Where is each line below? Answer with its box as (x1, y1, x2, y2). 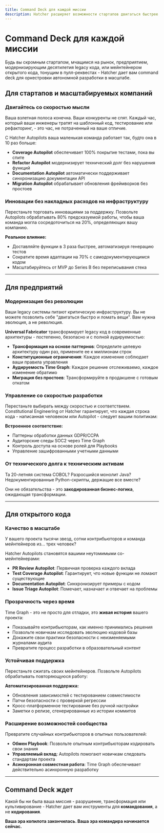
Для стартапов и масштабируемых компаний (5, 89, 153, 97)
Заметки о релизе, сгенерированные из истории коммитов (12, 708, 136, 714)
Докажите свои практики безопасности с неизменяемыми (12, 634, 136, 640)
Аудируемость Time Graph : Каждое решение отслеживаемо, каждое (12, 364, 159, 370)
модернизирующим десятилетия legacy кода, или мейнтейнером (5, 65, 142, 70)
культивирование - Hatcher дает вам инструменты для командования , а (5, 804, 158, 810)
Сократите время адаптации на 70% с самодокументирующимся (12, 254, 150, 260)
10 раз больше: (5, 140, 37, 146)
